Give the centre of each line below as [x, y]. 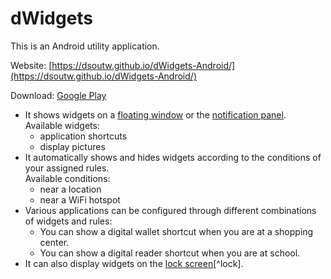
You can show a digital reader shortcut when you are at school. [170, 253]
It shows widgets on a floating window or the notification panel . [155, 114]
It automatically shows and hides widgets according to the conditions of [173, 157]
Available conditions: [67, 178]
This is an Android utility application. [85, 46]
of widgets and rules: [68, 221]
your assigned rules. [67, 168]
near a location [70, 189]
